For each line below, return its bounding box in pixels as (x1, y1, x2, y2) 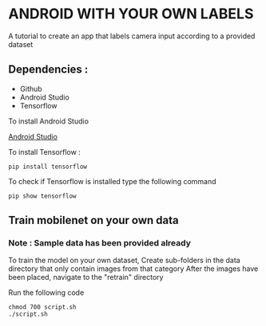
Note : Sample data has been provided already (8, 238, 192, 249)
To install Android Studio (8, 116, 89, 126)
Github (19, 84, 42, 93)
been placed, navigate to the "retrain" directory (8, 273, 164, 282)
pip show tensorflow (8, 192, 77, 200)
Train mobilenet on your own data (8, 214, 180, 227)
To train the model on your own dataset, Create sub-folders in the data (8, 256, 241, 265)
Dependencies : (8, 63, 89, 77)
